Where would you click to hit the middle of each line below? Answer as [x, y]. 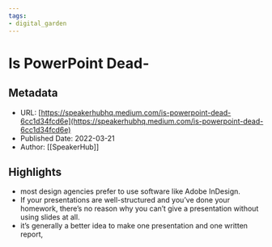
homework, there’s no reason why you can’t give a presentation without [139, 209]
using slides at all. [50, 217]
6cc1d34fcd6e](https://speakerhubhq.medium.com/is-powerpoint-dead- [142, 121]
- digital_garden [38, 23]
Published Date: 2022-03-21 [67, 138]
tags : [17, 16]
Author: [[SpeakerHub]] [59, 147]
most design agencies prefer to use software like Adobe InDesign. [130, 191]
